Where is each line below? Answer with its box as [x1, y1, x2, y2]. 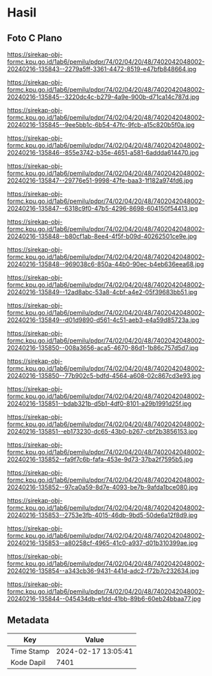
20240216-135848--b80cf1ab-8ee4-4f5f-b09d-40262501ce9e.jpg [7, 232, 197, 240]
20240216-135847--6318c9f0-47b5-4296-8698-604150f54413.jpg [7, 205, 198, 212]
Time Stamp [10, 646, 50, 656]
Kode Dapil [10, 657, 46, 667]
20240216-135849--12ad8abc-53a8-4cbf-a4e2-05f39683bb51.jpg [7, 288, 198, 296]
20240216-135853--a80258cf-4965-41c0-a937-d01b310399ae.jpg [7, 539, 198, 547]
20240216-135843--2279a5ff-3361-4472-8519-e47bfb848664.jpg [7, 65, 197, 73]
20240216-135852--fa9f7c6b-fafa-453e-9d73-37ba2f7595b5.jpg [7, 455, 193, 463]
